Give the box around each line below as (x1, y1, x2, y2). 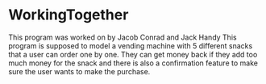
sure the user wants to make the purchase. (8, 66, 151, 76)
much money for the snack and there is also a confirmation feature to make (8, 58, 258, 68)
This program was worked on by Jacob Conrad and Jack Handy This (8, 32, 237, 42)
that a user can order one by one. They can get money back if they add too (8, 49, 258, 59)
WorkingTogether (8, 6, 129, 24)
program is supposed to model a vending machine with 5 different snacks (8, 40, 253, 50)
